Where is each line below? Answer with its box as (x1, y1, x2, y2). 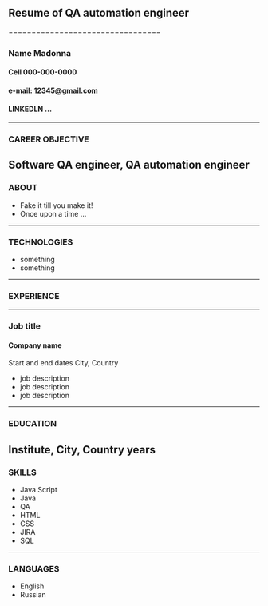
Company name (8, 340, 62, 350)
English (19, 581, 45, 591)
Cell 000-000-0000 (8, 67, 77, 77)
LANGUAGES (8, 563, 60, 574)
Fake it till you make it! (19, 200, 93, 210)
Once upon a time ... (19, 209, 87, 218)
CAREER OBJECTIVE (8, 134, 89, 145)
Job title (8, 321, 41, 332)
